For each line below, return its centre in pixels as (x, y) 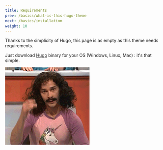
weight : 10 (16, 26)
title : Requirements (26, 10)
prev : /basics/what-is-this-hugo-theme (46, 15)
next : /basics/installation (34, 21)
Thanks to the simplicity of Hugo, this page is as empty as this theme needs (82, 41)
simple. (13, 60)
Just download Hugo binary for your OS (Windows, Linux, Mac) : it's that (79, 55)
